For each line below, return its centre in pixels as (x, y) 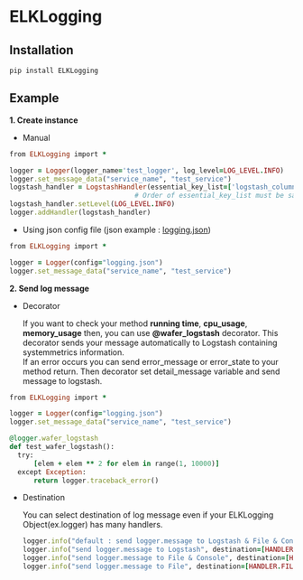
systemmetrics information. (73, 352)
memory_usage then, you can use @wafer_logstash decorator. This (150, 332)
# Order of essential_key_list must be (209, 196)
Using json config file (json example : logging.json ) (117, 229)
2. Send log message (50, 288)
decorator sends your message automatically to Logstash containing (150, 342)
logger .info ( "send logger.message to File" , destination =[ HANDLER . (152, 566)
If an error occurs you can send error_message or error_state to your (151, 361)
